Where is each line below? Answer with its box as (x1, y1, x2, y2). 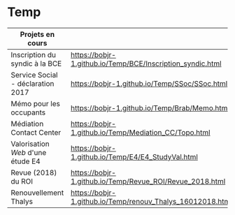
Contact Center (10, 127, 62, 137)
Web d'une (10, 147, 47, 157)
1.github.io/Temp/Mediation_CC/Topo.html (71, 127, 211, 137)
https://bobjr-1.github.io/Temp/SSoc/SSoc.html (71, 78, 228, 88)
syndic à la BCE (10, 59, 62, 68)
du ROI (10, 176, 34, 186)
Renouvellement (10, 188, 64, 198)
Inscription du (10, 50, 56, 59)
